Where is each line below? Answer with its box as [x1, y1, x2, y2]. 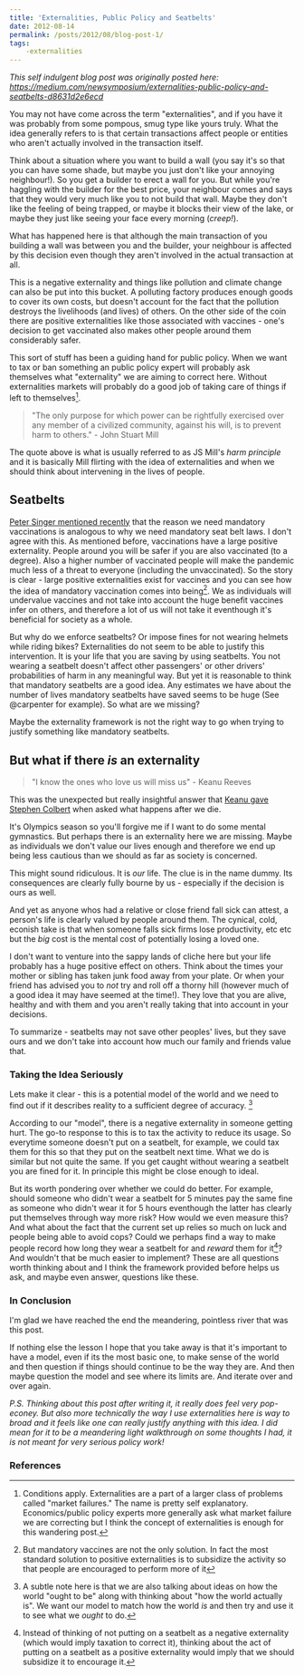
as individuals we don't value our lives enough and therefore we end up [9, 840, 276, 852]
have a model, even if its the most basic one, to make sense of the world [9, 1351, 280, 1362]
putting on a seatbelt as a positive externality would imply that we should [22, 1647, 295, 1658]
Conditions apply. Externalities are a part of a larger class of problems [22, 1488, 283, 1499]
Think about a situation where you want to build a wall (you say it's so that [9, 155, 285, 166]
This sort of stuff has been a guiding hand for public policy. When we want [9, 353, 288, 363]
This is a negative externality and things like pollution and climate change [9, 277, 282, 288]
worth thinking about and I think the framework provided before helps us [9, 1262, 280, 1273]
